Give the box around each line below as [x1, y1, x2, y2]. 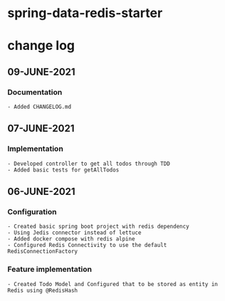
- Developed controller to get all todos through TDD [7, 160, 171, 167]
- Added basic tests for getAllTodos [7, 166, 120, 174]
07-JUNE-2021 [7, 122, 75, 134]
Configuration [7, 207, 57, 217]
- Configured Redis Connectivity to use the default [7, 242, 167, 249]
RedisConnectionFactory [7, 248, 78, 255]
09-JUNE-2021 [7, 65, 76, 78]
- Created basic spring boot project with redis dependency [7, 223, 190, 231]
